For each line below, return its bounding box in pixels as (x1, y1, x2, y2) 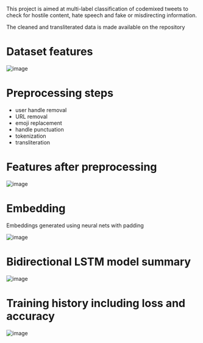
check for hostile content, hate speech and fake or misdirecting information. (6, 12, 197, 19)
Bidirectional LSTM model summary (6, 255, 191, 269)
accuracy (6, 309, 55, 323)
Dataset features (6, 45, 93, 58)
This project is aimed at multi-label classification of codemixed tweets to (6, 5, 189, 12)
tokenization (15, 132, 47, 140)
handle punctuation (15, 126, 64, 133)
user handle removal (15, 106, 67, 113)
